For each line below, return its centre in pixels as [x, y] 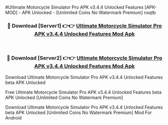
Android [13, 117]
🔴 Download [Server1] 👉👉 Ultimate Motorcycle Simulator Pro [85, 25]
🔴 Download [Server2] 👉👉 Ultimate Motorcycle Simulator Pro [85, 58]
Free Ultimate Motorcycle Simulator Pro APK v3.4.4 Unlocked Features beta [83, 92]
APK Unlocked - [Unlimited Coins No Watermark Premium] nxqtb [89, 12]
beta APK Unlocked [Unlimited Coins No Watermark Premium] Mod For [79, 112]
